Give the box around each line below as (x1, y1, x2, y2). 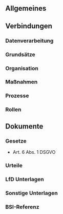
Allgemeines (5, 4, 47, 13)
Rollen (5, 106, 22, 113)
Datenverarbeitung (5, 37, 54, 44)
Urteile (5, 162, 23, 169)
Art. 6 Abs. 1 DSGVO (12, 149, 56, 155)
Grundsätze (5, 51, 36, 58)
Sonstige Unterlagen (5, 189, 58, 197)
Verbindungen (5, 22, 53, 30)
